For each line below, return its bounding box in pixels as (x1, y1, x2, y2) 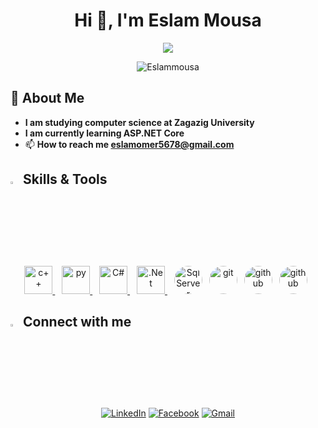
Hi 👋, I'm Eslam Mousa (74, 9, 262, 32)
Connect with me (23, 313, 132, 330)
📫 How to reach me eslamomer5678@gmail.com (24, 138, 235, 150)
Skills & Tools (23, 171, 108, 188)
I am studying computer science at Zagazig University (24, 116, 255, 128)
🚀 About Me (10, 90, 85, 107)
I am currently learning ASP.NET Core (24, 127, 185, 139)
